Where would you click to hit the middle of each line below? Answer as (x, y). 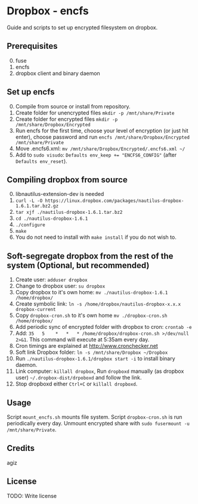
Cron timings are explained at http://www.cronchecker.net (87, 346)
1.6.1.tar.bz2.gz (37, 206)
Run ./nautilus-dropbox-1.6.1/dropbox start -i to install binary (95, 359)
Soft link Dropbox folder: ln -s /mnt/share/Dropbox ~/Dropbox (92, 352)
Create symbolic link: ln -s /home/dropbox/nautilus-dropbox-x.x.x (98, 304)
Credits (21, 448)
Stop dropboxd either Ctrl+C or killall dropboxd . (76, 384)
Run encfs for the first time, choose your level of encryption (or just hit (102, 130)
